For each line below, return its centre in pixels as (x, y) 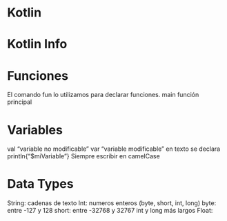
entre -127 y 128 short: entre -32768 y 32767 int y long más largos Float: (110, 211)
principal (20, 102)
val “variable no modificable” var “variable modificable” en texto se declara (114, 149)
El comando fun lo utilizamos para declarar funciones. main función (103, 95)
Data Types (40, 184)
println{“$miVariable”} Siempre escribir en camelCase (83, 156)
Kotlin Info (37, 44)
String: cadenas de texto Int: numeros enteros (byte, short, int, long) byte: (112, 203)
